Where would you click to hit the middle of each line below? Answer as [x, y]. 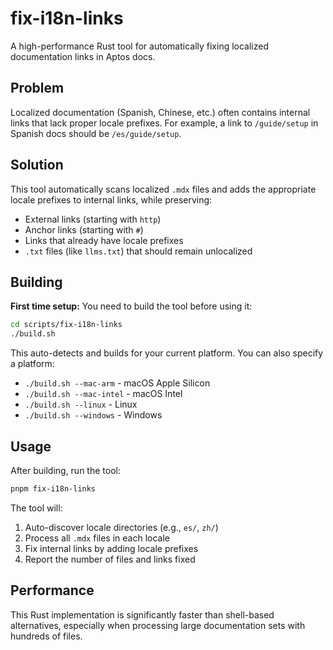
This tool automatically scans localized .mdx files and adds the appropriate [163, 189]
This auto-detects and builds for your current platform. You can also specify [167, 353]
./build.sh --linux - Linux [81, 404]
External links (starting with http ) [93, 219]
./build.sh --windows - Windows [93, 415]
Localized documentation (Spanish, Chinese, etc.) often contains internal [160, 112]
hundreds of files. [46, 636]
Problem [37, 88]
